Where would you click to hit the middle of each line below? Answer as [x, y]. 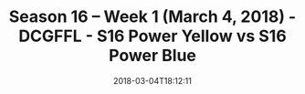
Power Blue [152, 56]
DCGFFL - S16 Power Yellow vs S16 [152, 36]
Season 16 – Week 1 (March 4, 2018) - [152, 17]
